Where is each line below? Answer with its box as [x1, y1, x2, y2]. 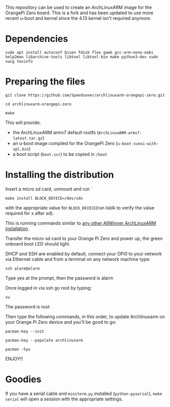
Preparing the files [5, 76, 86, 87]
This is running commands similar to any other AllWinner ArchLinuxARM [5, 220, 156, 226]
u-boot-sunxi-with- [117, 141, 159, 146]
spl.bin [12, 147, 29, 152]
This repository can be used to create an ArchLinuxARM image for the [5, 5, 152, 10]
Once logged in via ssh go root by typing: [5, 284, 92, 291]
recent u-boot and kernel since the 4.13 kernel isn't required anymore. [5, 15, 152, 21]
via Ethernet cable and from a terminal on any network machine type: [5, 256, 151, 262]
